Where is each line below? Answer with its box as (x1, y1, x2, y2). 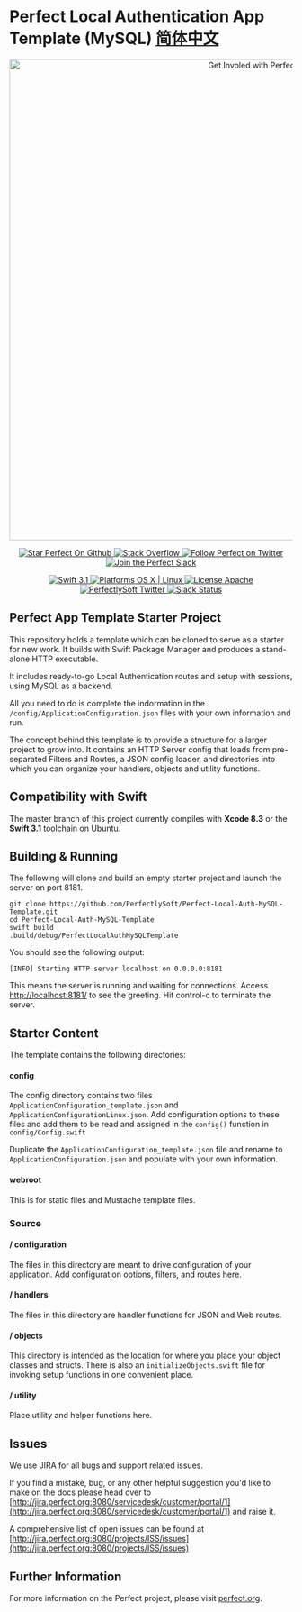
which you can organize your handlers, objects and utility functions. (9, 763, 261, 774)
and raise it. (232, 1507, 276, 1517)
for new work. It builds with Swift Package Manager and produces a (9, 643, 261, 654)
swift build (9, 924, 54, 933)
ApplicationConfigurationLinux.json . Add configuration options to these (9, 1109, 280, 1120)
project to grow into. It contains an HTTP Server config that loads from (9, 743, 271, 754)
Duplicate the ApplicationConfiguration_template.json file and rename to (9, 1144, 283, 1155)
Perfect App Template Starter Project (9, 610, 222, 625)
